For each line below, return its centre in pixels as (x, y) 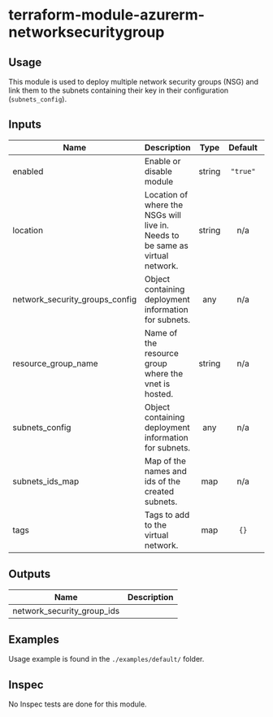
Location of (166, 194)
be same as (166, 246)
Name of (161, 332)
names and (165, 471)
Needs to (162, 235)
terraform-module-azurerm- (107, 15)
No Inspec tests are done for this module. (78, 704)
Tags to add (167, 515)
